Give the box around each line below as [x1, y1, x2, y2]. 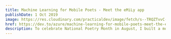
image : [5, 17, 19, 22]
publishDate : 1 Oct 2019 [5, 12, 58, 17]
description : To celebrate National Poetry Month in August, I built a [5, 26, 160, 31]
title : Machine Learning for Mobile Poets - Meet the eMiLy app [5, 7, 145, 13]
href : [5, 21, 17, 27]
